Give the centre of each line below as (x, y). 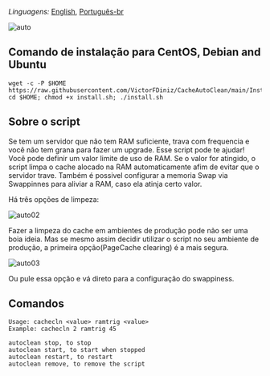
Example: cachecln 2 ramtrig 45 (62, 329)
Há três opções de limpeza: (54, 199)
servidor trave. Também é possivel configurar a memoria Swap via (118, 175)
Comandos (36, 304)
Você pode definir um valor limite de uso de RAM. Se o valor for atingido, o (132, 158)
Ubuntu (27, 65)
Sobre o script (44, 122)
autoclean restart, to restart (61, 357)
